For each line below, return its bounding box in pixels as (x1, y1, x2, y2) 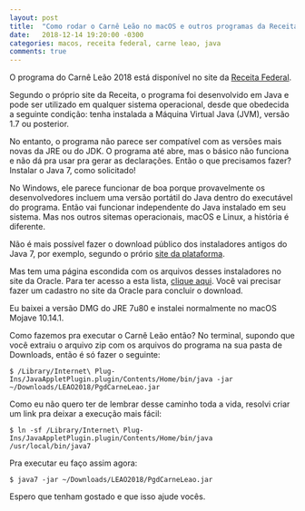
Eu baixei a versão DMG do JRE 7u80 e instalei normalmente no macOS (9, 303, 277, 314)
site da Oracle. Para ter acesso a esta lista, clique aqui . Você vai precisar (9, 276, 281, 287)
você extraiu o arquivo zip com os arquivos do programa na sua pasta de (9, 339, 283, 350)
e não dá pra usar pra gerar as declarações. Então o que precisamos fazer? (9, 155, 292, 166)
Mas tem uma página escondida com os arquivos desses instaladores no (9, 266, 281, 277)
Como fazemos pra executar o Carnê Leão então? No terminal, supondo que (9, 330, 295, 341)
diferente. (9, 221, 46, 232)
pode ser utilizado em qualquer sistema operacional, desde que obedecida (9, 99, 290, 110)
